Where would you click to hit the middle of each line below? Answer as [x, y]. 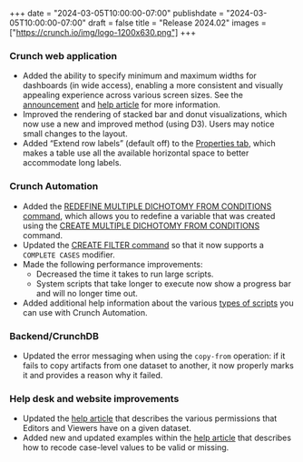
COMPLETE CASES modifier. [68, 255]
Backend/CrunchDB [54, 336]
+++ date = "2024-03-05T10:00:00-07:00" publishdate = [117, 13]
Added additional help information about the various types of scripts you [158, 303]
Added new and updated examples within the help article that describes [157, 438]
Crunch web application [64, 55]
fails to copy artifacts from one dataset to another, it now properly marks [158, 365]
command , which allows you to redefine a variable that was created [149, 216]
